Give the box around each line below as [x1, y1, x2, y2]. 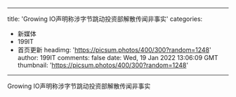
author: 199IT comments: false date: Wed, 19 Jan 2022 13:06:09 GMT [17, 54, 219, 61]
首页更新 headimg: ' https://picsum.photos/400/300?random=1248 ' [17, 46, 212, 54]
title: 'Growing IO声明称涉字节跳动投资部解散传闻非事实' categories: [7, 15, 203, 23]
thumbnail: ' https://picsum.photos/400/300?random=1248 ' [17, 61, 188, 69]
